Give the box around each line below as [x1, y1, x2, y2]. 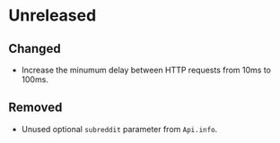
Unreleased [8, 5, 97, 26]
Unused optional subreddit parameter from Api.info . [21, 123, 218, 134]
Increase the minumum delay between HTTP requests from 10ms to [21, 64, 271, 75]
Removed [8, 100, 63, 115]
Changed [8, 41, 61, 56]
